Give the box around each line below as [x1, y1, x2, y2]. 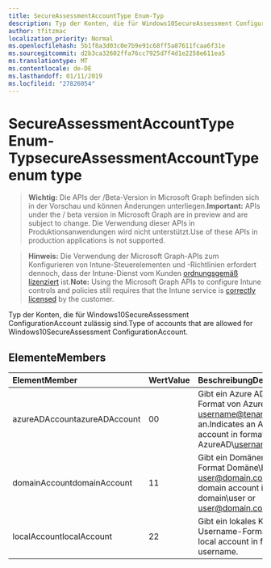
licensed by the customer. [27, 295, 115, 304]
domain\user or [198, 493, 256, 504]
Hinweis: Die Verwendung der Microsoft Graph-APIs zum [27, 252, 219, 261]
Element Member [12, 375, 78, 386]
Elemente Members [8, 350, 106, 364]
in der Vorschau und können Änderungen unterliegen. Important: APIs [27, 201, 261, 211]
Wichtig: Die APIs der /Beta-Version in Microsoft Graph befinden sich [27, 193, 260, 202]
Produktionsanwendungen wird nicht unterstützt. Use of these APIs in [27, 227, 258, 237]
